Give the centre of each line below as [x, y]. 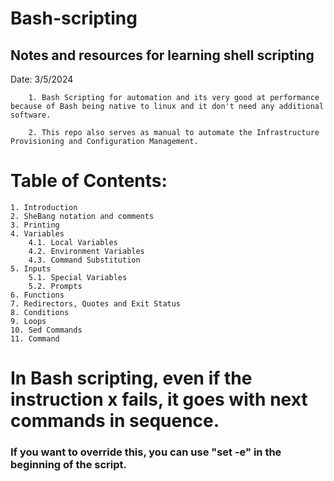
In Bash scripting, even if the [131, 378]
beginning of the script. [69, 465]
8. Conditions [40, 312]
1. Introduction [44, 207]
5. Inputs [31, 268]
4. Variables [37, 233]
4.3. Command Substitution [84, 260]
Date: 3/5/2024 [42, 79]
